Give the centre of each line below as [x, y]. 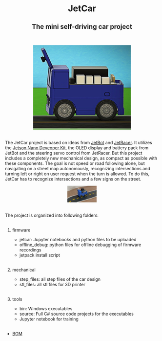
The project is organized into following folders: [52, 215]
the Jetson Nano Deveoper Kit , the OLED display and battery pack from [77, 148]
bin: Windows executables [46, 308]
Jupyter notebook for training [49, 319]
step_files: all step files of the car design [60, 279]
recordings [30, 250]
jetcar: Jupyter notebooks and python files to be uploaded [78, 239]
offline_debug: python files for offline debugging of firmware [80, 245]
